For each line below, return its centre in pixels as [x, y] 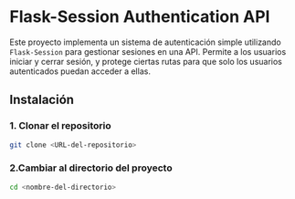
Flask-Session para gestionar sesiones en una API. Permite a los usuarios [148, 51]
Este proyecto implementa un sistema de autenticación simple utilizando [145, 42]
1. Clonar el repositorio [60, 126]
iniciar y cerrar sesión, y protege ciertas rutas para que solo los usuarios [146, 61]
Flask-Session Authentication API [140, 17]
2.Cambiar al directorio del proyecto [91, 168]
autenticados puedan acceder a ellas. [80, 71]
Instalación [42, 100]
